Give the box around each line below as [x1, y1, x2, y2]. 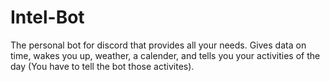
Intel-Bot [10, 6, 85, 29]
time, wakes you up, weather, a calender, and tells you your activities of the [10, 49, 321, 61]
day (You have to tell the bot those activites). [10, 60, 195, 72]
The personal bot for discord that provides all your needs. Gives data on [10, 39, 307, 51]
